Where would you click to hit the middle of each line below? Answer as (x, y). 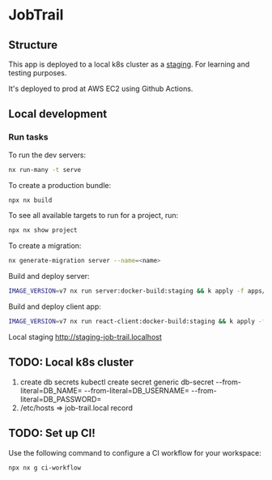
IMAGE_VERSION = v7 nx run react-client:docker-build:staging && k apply (132, 322)
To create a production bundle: (60, 185)
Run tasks (28, 137)
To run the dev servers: (47, 155)
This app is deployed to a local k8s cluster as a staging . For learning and (129, 64)
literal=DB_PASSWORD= (61, 399)
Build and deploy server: (49, 276)
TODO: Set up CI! (52, 433)
